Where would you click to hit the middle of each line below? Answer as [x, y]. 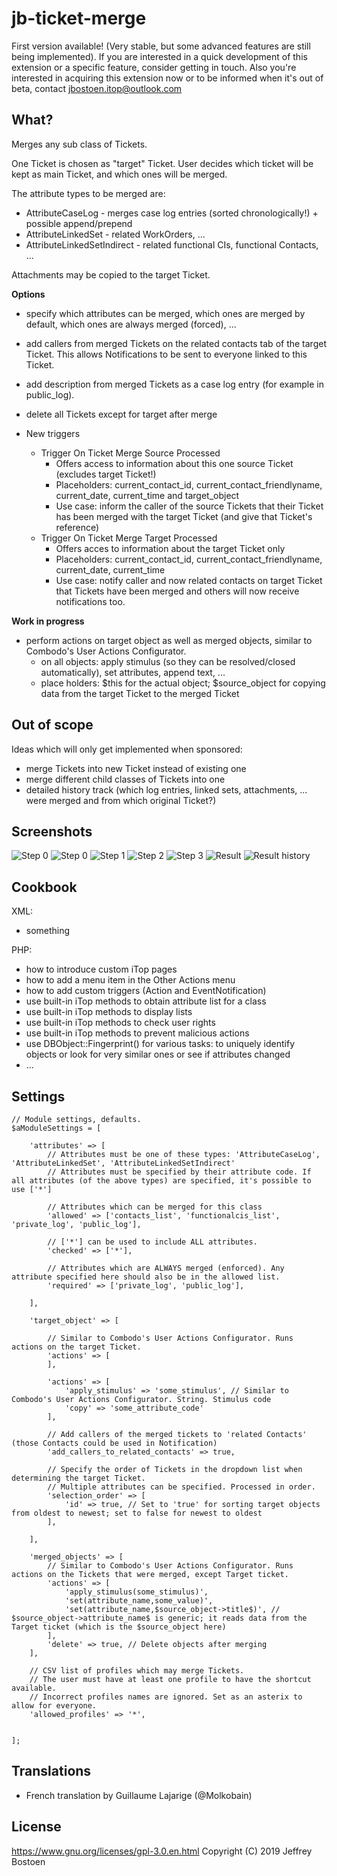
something [48, 931]
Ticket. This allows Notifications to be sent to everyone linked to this [166, 354]
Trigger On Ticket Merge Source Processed [130, 453]
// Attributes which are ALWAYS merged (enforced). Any [166, 1268]
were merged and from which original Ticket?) [121, 800]
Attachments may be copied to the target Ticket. [111, 274]
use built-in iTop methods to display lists [109, 1012]
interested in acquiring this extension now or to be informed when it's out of [167, 78]
